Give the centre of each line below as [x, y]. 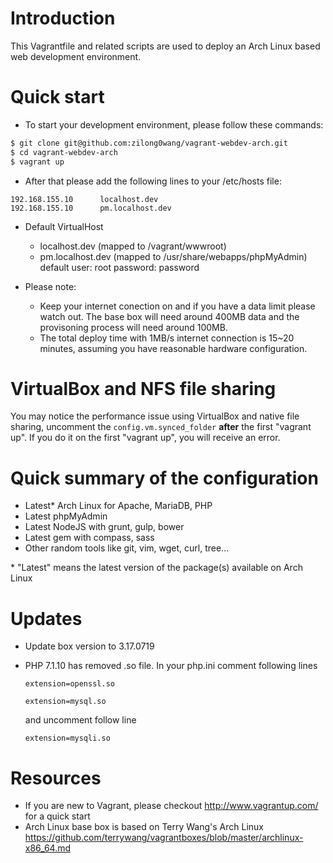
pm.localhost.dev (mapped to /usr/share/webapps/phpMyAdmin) [173, 256]
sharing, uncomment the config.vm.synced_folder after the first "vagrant [161, 427]
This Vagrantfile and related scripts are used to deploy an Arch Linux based [165, 46]
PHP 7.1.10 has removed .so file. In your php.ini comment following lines [171, 666]
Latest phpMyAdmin [66, 516]
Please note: [50, 286]
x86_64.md [48, 848]
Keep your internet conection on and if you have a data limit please [177, 306]
